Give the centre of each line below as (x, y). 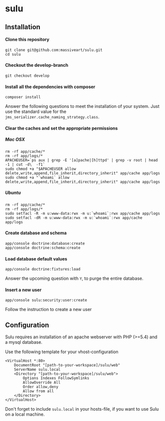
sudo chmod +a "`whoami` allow (37, 177)
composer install (23, 97)
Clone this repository (27, 40)
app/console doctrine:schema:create (43, 248)
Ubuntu (13, 193)
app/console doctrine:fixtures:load (43, 269)
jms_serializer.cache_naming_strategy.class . (52, 117)
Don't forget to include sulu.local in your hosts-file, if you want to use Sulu (82, 409)
